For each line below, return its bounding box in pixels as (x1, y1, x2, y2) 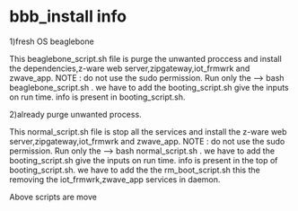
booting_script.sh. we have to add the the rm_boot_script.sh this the (9, 164, 260, 175)
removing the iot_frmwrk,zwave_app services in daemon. (9, 173, 221, 185)
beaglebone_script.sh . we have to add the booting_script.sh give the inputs (9, 82, 289, 92)
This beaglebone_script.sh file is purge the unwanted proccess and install (9, 53, 283, 64)
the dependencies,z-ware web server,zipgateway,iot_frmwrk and (9, 63, 250, 74)
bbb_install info (9, 6, 127, 27)
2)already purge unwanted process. (9, 109, 142, 119)
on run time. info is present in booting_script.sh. (9, 92, 186, 102)
